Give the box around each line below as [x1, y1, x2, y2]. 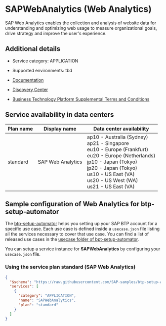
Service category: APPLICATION [12, 58, 79, 64]
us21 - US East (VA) [87, 183, 135, 190]
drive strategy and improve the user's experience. [5, 30, 107, 36]
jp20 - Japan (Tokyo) [87, 164, 137, 171]
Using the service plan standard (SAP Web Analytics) [5, 264, 136, 271]
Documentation [12, 77, 44, 83]
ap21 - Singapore [87, 140, 129, 146]
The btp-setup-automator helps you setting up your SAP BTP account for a [5, 221, 158, 227]
